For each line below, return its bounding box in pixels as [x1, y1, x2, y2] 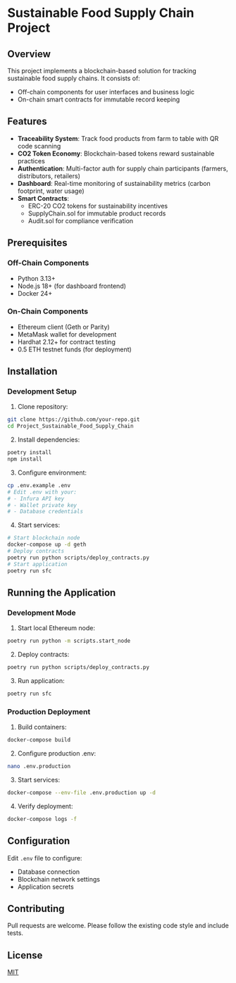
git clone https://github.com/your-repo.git [7, 416, 140, 423]
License [7, 949, 43, 961]
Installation [7, 365, 58, 377]
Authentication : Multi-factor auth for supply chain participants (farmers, [17, 164, 229, 173]
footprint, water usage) [17, 187, 85, 195]
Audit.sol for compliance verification [27, 216, 134, 225]
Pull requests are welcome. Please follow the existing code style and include [7, 921, 229, 930]
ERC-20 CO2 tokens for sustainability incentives [27, 201, 168, 210]
